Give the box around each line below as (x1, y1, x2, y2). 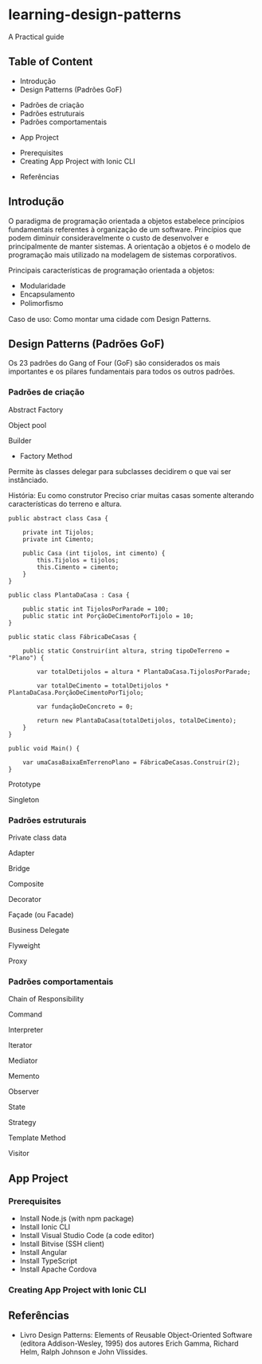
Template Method (8, 1133, 66, 1143)
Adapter (8, 848, 35, 857)
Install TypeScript (19, 1256, 78, 1265)
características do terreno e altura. (8, 499, 122, 508)
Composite (8, 879, 45, 888)
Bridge (8, 863, 30, 873)
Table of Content (8, 55, 93, 69)
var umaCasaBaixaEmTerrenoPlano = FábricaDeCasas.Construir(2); (22, 758, 240, 766)
